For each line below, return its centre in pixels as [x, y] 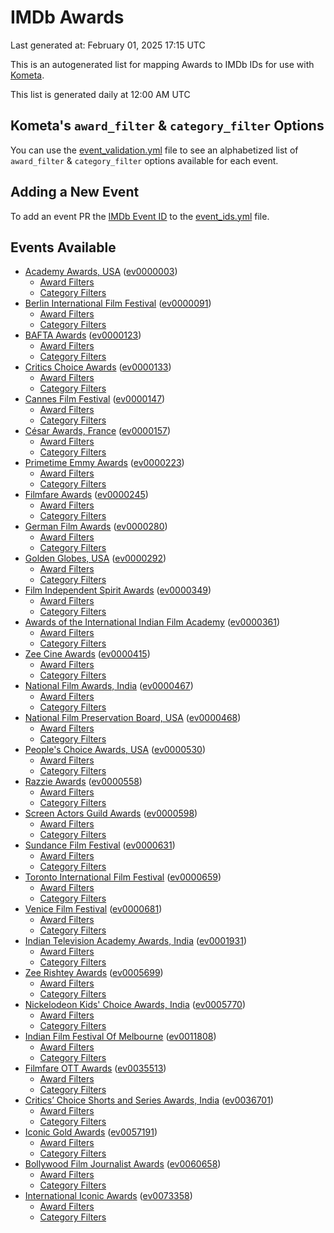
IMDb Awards [67, 17]
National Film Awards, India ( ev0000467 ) [109, 686]
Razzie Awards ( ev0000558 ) [83, 782]
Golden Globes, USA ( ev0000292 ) [95, 558]
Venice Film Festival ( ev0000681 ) [93, 909]
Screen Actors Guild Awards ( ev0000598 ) [111, 813]
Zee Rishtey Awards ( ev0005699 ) [94, 973]
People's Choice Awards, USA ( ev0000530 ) [115, 750]
